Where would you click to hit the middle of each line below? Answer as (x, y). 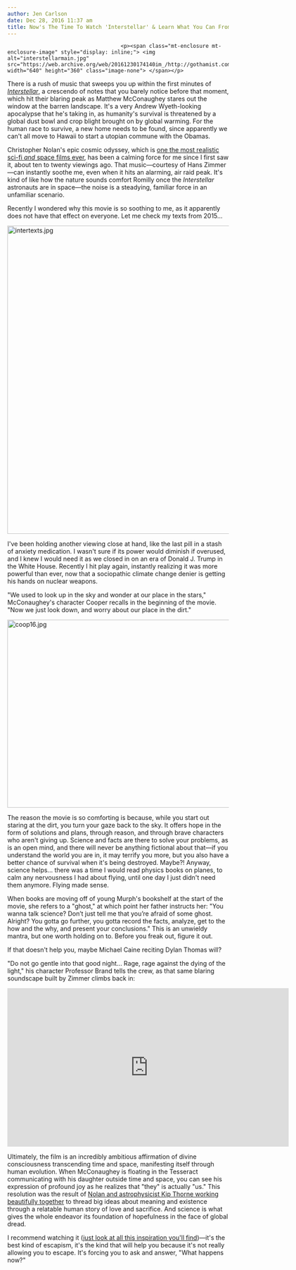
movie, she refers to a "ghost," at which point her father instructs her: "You (115, 907)
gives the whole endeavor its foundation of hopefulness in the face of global (118, 1216)
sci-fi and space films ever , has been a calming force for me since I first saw (118, 157)
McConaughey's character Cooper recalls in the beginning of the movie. (112, 602)
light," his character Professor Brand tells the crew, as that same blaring (111, 971)
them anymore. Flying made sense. (58, 885)
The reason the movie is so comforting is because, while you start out (108, 818)
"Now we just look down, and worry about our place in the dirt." (99, 610)
